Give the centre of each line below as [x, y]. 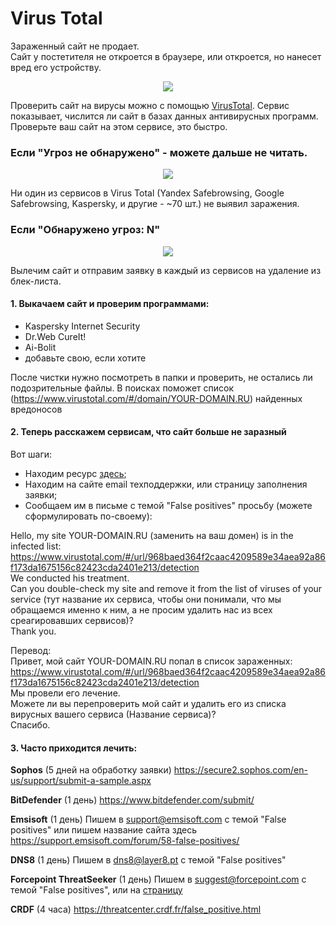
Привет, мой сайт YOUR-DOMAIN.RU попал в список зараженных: [151, 661]
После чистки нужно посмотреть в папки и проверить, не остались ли [161, 377]
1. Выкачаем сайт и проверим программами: [110, 304]
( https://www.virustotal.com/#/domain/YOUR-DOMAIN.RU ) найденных [156, 398]
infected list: [36, 546]
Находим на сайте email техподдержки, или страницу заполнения [166, 484]
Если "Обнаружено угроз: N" [85, 230]
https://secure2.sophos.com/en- [240, 770]
